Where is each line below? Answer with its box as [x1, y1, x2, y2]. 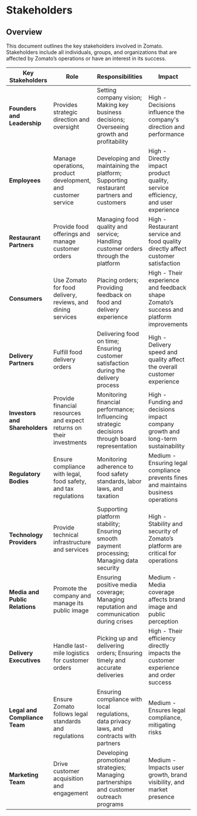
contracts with [96, 732, 137, 740]
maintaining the [96, 162, 140, 170]
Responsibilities [97, 73, 142, 80]
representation [96, 442, 138, 450]
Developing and [96, 154, 141, 162]
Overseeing [96, 123, 129, 131]
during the [96, 366, 125, 375]
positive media [96, 581, 137, 589]
